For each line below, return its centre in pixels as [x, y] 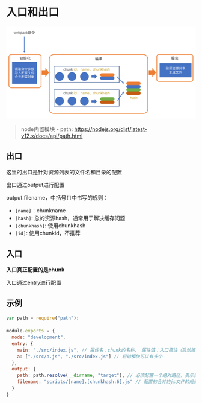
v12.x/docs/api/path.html [52, 136]
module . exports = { [31, 331]
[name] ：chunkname [40, 210]
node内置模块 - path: [47, 129]
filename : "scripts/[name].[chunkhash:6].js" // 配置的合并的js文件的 [103, 382]
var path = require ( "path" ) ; [43, 318]
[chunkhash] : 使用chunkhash [50, 225]
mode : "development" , [39, 338]
